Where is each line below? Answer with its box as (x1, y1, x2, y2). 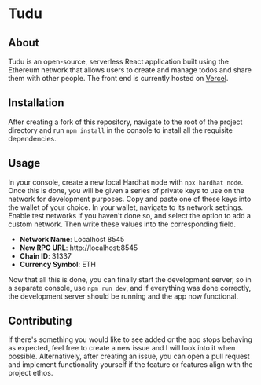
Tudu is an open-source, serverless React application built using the (8, 57, 230, 66)
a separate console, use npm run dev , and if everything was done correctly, (8, 283, 252, 292)
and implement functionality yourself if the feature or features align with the (8, 360, 253, 369)
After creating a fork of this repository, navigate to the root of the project (8, 117, 243, 126)
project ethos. (8, 368, 53, 378)
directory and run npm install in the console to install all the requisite (8, 125, 233, 134)
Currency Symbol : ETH (19, 259, 97, 269)
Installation (8, 96, 64, 110)
